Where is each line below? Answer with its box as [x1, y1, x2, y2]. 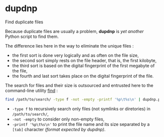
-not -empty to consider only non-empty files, [12, 116, 105, 122]
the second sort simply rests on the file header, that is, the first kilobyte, [12, 57, 157, 63]
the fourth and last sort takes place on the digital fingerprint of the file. [12, 73, 154, 79]
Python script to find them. [5, 34, 59, 39]
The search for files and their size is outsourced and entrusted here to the [5, 82, 154, 88]
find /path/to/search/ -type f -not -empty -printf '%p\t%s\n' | [5, 97, 141, 102]
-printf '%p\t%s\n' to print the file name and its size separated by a [12, 121, 150, 127]
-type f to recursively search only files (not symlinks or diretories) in [12, 105, 150, 112]
